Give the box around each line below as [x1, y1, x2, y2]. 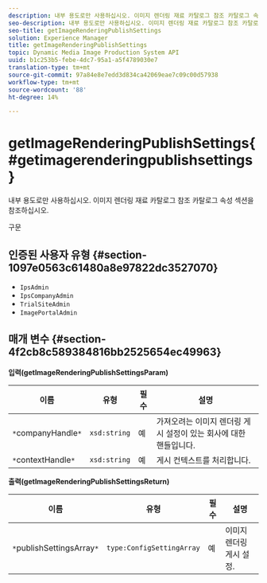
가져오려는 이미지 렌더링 [156, 416, 242, 427]
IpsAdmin [19, 284, 49, 291]
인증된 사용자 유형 [8, 248, 91, 261]
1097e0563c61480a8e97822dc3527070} [8, 260, 219, 275]
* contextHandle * [12, 454, 75, 465]
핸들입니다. [156, 440, 196, 451]
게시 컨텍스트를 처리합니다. [156, 455, 251, 466]
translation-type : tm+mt [8, 64, 91, 72]
